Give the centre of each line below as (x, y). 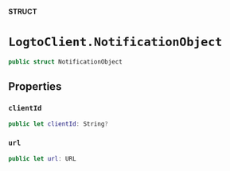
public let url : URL (43, 158)
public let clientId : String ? (58, 124)
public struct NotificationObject (66, 62)
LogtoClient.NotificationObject (115, 43)
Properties (35, 87)
